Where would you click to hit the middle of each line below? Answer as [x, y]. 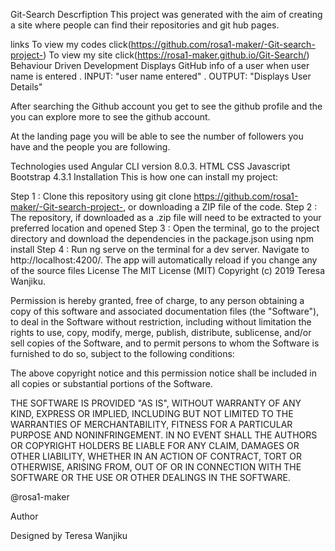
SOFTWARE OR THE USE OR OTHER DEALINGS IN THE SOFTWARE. [150, 477]
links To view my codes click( [71, 44]
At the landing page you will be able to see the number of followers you [157, 136]
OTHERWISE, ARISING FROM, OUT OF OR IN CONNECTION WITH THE [156, 467]
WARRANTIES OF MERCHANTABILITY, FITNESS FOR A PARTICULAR [151, 424]
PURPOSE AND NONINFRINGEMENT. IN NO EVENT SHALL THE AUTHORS [164, 435]
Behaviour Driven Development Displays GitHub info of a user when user [160, 65]
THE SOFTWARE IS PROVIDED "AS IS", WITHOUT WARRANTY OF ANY [156, 403]
